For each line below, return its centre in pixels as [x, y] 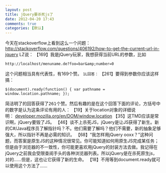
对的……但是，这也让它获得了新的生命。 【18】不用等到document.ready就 [81, 160]
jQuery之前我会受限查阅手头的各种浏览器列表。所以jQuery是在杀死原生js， [81, 153]
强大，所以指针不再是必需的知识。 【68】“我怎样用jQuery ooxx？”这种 [77, 135]
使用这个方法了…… [28, 166]
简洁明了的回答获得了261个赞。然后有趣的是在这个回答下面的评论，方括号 [81, 104]
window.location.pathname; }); [37, 94]
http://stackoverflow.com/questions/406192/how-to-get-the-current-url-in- [82, 49]
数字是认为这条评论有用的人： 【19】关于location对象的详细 [70, 110]
